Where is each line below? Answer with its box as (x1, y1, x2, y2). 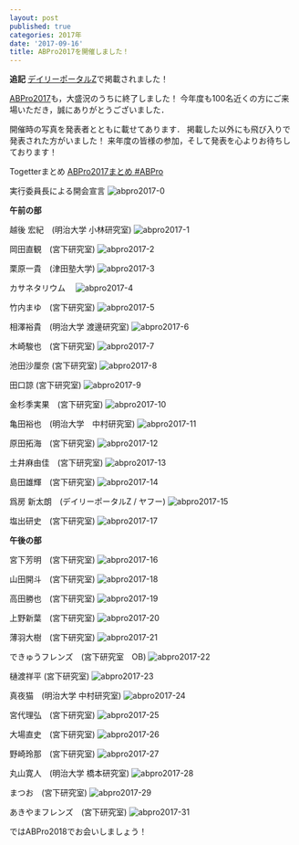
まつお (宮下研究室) (9, 787, 88, 798)
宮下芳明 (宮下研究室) (9, 555, 96, 565)
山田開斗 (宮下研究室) (9, 574, 96, 585)
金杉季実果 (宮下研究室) (9, 399, 104, 410)
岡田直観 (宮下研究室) (9, 244, 96, 255)
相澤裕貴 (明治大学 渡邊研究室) (9, 322, 130, 333)
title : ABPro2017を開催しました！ (9, 48, 129, 57)
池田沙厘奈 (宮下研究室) (9, 360, 98, 371)
